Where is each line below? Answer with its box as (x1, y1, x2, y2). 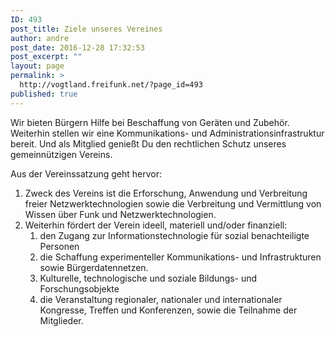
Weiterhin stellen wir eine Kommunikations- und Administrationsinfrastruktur (10, 127, 325, 139)
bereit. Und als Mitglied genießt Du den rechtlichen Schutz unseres (10, 137, 287, 150)
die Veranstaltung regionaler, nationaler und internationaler (39, 293, 283, 305)
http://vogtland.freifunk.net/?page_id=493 (19, 80, 203, 90)
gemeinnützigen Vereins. (10, 148, 113, 160)
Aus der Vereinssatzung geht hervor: (10, 167, 162, 180)
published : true (10, 89, 78, 99)
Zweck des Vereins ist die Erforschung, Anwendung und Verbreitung (24, 187, 308, 199)
